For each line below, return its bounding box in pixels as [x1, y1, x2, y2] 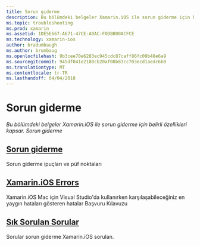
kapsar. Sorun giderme [6, 127, 62, 134]
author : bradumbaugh [6, 42, 58, 48]
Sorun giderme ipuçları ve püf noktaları [6, 160, 102, 167]
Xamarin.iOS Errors [6, 177, 79, 188]
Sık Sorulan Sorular [6, 217, 79, 227]
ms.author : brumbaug [6, 48, 58, 54]
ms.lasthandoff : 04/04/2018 [6, 75, 76, 81]
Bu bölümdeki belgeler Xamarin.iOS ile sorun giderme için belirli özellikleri [6, 121, 187, 128]
